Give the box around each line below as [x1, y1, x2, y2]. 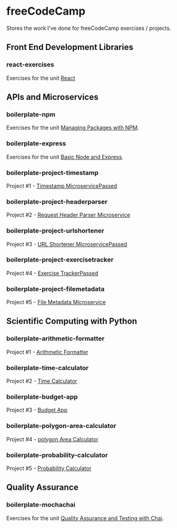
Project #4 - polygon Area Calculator [6, 435, 99, 443]
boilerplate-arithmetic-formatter [6, 334, 105, 343]
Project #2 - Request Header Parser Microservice [6, 212, 131, 219]
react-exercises [6, 60, 55, 69]
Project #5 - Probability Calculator [6, 465, 92, 472]
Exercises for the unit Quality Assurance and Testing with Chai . [6, 514, 164, 522]
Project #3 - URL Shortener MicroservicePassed [6, 240, 128, 248]
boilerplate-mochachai [6, 501, 76, 509]
